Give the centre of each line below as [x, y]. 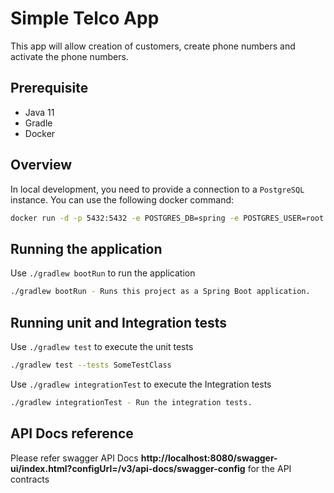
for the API [269, 468]
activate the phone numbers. [69, 56]
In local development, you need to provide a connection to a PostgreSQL [157, 189]
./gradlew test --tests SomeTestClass [91, 365]
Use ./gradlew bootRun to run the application [103, 273]
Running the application [86, 248]
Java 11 [39, 112]
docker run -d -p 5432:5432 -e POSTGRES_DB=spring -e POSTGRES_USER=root [167, 218]
